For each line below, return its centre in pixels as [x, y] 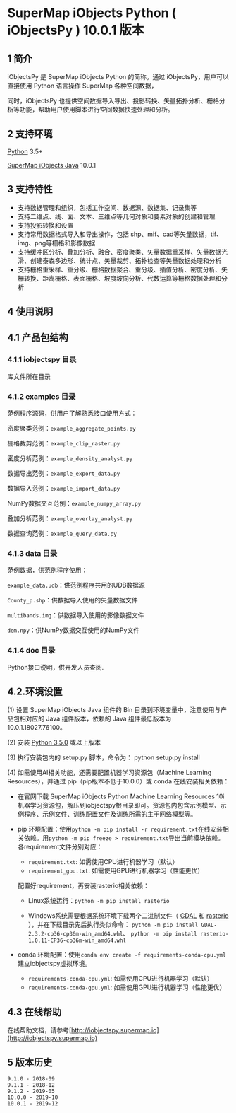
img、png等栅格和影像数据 [56, 243]
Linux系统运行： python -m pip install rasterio [99, 901]
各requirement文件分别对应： [60, 847]
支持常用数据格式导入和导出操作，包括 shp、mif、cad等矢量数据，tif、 [120, 234]
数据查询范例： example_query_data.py [62, 533]
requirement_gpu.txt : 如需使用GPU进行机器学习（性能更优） [116, 870]
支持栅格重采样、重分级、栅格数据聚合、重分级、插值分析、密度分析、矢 [122, 269]
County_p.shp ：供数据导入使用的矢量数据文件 [73, 600]
